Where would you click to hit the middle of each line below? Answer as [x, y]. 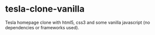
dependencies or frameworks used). [42, 27]
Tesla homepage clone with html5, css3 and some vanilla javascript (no [78, 22]
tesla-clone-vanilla [45, 9]
